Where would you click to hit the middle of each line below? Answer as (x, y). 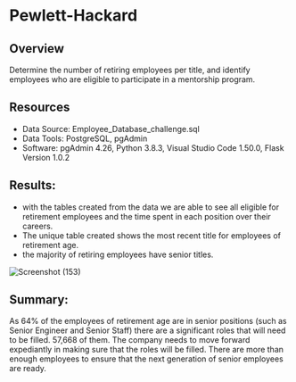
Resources (40, 108)
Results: (33, 185)
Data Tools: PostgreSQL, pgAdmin (85, 138)
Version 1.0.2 (45, 157)
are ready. (28, 369)
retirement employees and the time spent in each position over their (147, 216)
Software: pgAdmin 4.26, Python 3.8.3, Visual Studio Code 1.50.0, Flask (153, 147)
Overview (37, 49)
